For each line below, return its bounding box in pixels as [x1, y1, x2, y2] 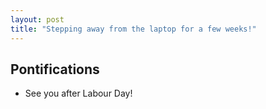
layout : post [10, 14, 65, 25]
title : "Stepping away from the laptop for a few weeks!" [10, 24, 257, 34]
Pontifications [10, 61, 100, 78]
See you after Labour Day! [24, 87, 133, 100]
